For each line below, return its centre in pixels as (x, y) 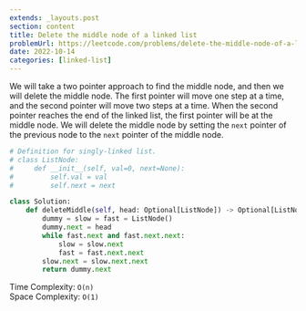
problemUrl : (32, 43)
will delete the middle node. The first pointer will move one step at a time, (147, 96)
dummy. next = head (77, 227)
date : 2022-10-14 (42, 52)
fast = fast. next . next (101, 253)
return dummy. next (77, 270)
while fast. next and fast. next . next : (113, 235)
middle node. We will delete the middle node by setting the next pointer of (148, 125)
